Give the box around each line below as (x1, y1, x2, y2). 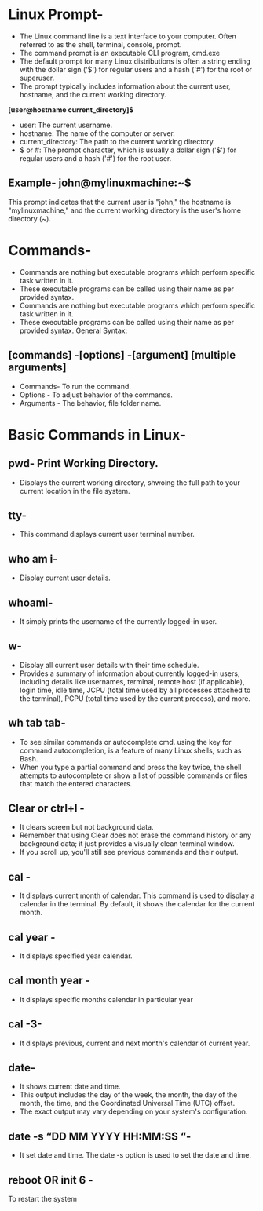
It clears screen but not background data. (19, 823, 154, 832)
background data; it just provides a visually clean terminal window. (19, 839, 235, 848)
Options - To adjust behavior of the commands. (19, 390, 173, 399)
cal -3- (8, 1018, 42, 1031)
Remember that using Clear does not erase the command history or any (19, 830, 252, 841)
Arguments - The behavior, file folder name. (19, 398, 162, 407)
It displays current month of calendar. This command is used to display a (19, 891, 255, 900)
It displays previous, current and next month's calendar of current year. (19, 1038, 250, 1048)
